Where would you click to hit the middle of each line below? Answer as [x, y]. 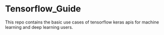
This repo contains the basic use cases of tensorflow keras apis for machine [82, 22]
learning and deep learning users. [39, 27]
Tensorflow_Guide [43, 9]
